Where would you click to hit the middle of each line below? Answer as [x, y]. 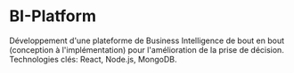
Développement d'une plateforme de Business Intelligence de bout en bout [147, 40]
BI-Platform [53, 16]
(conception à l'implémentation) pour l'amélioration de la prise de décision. [147, 49]
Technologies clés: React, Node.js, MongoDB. [93, 59]
